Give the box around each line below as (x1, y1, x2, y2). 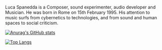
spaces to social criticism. (5, 20, 59, 26)
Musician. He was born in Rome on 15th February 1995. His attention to (5, 9, 150, 15)
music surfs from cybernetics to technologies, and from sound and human (5, 15, 158, 20)
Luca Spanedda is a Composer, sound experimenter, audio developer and (5, 4, 156, 10)
